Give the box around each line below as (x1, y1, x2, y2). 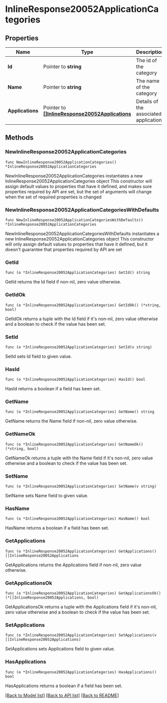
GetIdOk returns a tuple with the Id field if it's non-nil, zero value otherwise (5, 316, 158, 322)
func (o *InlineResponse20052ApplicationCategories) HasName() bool (5, 516, 150, 522)
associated (136, 110, 162, 117)
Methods (5, 133, 34, 142)
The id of (136, 57, 158, 64)
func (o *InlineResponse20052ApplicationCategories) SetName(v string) (5, 484, 157, 489)
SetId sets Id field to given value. (5, 353, 72, 359)
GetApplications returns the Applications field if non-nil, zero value (5, 562, 142, 568)
